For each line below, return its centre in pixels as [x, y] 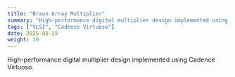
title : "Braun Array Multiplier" [56, 14]
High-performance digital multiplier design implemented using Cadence [112, 59]
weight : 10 [23, 40]
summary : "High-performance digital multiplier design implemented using [118, 20]
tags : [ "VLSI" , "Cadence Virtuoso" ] [61, 27]
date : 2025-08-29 [33, 33]
